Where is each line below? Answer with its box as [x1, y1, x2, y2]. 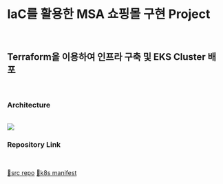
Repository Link [7, 139, 61, 149]
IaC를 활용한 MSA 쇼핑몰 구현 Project [7, 6, 211, 22]
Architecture [7, 100, 51, 110]
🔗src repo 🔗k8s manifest [7, 169, 77, 177]
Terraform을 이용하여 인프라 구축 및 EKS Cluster [7, 51, 206, 63]
